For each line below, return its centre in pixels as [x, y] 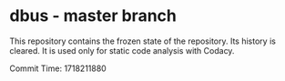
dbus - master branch [93, 16]
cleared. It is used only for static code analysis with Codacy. [122, 50]
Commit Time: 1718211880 [58, 68]
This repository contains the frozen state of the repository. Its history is [142, 41]
